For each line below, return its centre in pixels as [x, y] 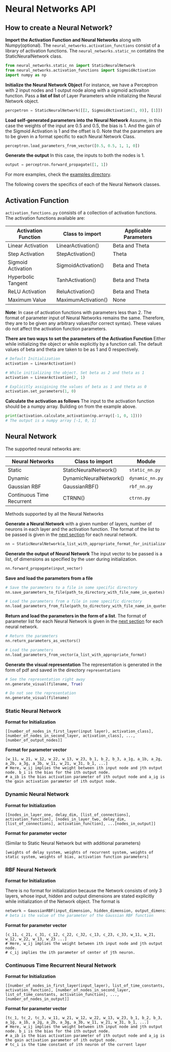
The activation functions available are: [45, 218]
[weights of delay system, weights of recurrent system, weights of [79, 852]
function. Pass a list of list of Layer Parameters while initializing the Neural [83, 95]
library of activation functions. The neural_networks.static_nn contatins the [85, 51]
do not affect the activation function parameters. [56, 329]
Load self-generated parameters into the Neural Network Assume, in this [83, 120]
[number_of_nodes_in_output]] [37, 999]
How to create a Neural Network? [59, 28]
